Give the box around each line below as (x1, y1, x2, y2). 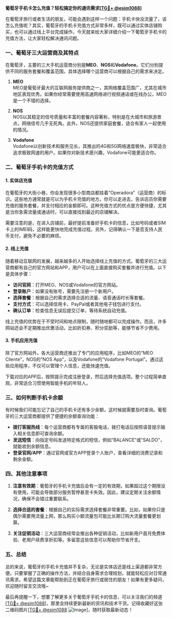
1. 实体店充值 (5, 177, 32, 183)
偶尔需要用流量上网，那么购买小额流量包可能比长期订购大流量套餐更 (12, 513, 157, 519)
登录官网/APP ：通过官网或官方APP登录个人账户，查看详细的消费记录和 (12, 450, 163, 456)
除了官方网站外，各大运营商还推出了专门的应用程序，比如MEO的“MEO (5, 349, 154, 356)
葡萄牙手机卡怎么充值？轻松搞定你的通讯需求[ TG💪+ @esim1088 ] (5, 5, 142, 11)
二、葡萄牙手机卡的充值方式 (5, 164, 74, 171)
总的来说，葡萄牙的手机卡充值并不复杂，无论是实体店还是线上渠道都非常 (5, 564, 158, 570)
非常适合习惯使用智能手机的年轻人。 (14, 380, 91, 386)
